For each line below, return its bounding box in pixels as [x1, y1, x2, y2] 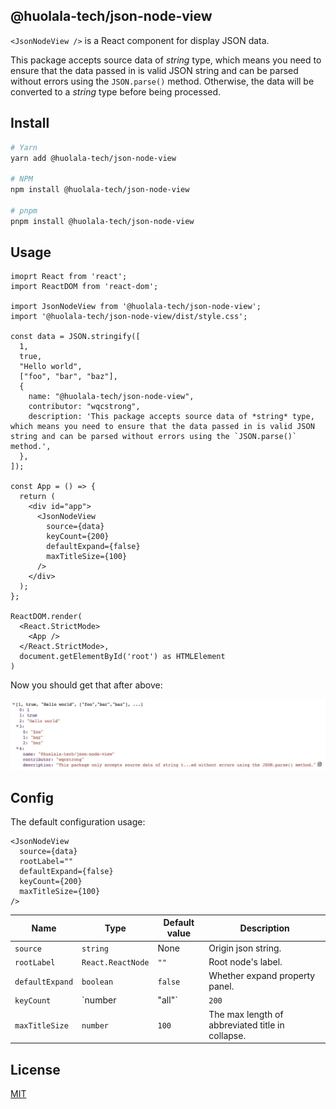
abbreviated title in [208, 1019, 285, 1031]
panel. [208, 980, 235, 993]
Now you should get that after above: [10, 679, 163, 691]
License [10, 1061, 61, 1078]
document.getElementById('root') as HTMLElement [19, 652, 226, 662]
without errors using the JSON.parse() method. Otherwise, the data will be [10, 75, 315, 87]
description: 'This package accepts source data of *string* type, [28, 412, 315, 422]
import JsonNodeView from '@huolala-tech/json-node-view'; [10, 302, 262, 312]
